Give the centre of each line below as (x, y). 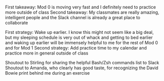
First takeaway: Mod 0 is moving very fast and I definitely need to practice (81, 7)
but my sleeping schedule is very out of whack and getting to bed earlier (79, 37)
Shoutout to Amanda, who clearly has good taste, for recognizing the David (82, 68)
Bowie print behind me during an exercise (47, 73)
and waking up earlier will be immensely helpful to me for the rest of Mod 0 (82, 43)
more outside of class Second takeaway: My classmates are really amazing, (82, 12)
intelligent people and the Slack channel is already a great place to (73, 17)
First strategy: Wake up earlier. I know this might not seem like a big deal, (80, 32)
